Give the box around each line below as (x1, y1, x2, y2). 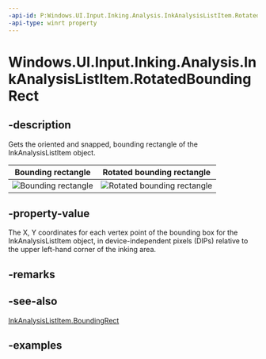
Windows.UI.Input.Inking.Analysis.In (8, 53, 257, 71)
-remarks (8, 267, 55, 281)
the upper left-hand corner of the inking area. (8, 245, 157, 254)
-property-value (8, 207, 90, 220)
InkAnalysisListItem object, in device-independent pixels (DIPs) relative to (8, 236, 249, 246)
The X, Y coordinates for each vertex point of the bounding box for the (8, 227, 238, 238)
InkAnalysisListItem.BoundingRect (8, 315, 120, 325)
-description (8, 118, 71, 132)
